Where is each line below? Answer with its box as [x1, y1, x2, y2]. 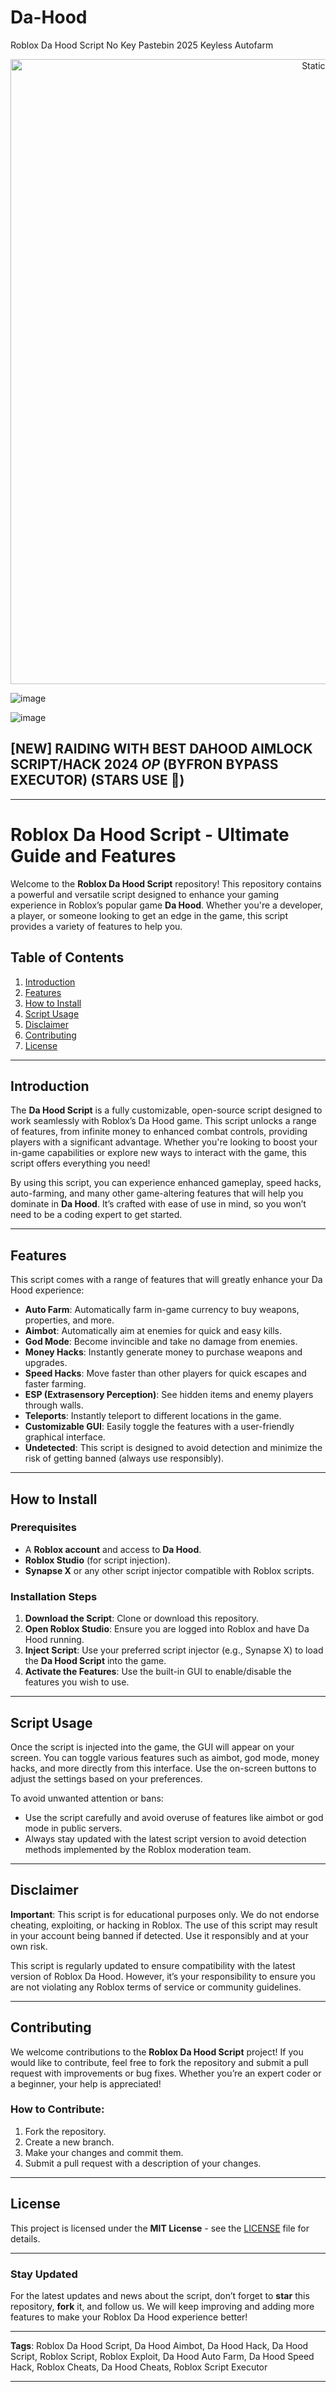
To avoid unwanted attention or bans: [10, 1792, 164, 1804]
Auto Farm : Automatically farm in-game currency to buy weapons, [24, 1304, 300, 1316]
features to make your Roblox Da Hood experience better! [10, 2311, 248, 2323]
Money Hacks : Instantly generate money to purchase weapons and [24, 1346, 303, 1358]
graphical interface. [24, 1431, 106, 1443]
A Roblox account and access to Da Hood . [24, 1543, 202, 1555]
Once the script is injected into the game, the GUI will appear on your [10, 1741, 295, 1753]
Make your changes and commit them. [24, 2146, 184, 2158]
